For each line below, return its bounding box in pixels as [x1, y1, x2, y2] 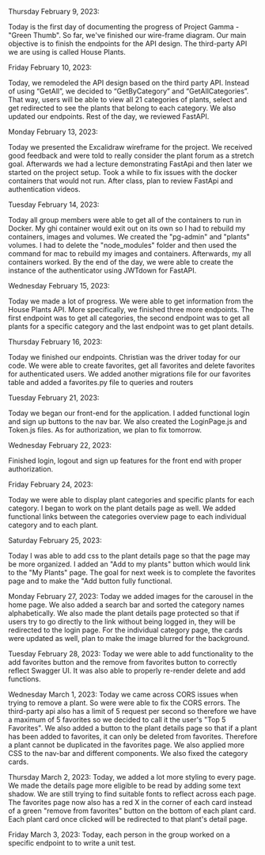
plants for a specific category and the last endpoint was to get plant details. [8, 322, 255, 331]
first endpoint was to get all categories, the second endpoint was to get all [8, 313, 251, 323]
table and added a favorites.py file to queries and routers [8, 378, 194, 387]
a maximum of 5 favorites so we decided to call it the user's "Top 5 [8, 715, 226, 724]
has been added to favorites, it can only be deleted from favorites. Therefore [8, 732, 258, 741]
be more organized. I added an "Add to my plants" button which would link [8, 559, 251, 569]
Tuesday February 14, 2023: [8, 200, 100, 209]
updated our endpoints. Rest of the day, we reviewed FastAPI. [8, 112, 210, 121]
